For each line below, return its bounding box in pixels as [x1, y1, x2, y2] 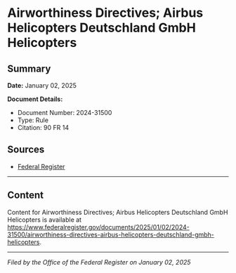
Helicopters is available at [7, 215, 82, 224]
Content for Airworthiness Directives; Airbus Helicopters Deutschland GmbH [7, 208, 228, 216]
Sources [7, 144, 45, 156]
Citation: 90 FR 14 [17, 124, 69, 131]
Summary [7, 62, 51, 74]
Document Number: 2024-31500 [17, 109, 112, 116]
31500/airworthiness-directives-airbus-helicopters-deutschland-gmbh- [7, 230, 214, 239]
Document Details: [7, 95, 63, 103]
